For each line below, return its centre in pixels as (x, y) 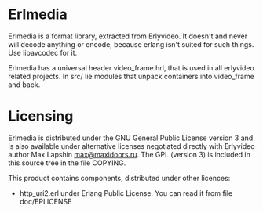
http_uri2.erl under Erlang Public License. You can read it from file (126, 193)
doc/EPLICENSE (46, 201)
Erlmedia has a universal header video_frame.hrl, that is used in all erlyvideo (131, 67)
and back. (24, 85)
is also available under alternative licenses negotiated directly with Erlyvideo (131, 146)
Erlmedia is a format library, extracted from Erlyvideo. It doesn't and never (128, 36)
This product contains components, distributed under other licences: (119, 178)
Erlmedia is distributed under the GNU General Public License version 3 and (131, 138)
